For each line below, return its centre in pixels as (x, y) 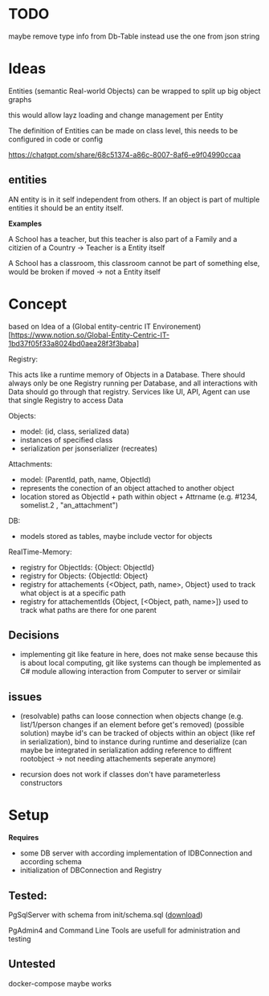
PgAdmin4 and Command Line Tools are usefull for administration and (124, 930)
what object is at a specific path (73, 593)
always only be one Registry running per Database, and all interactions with (133, 383)
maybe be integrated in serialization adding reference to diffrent (126, 750)
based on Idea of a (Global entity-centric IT (79, 326)
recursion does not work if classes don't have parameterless (120, 774)
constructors (41, 783)
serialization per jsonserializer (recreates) (89, 448)
